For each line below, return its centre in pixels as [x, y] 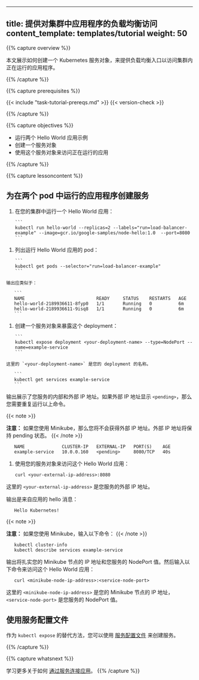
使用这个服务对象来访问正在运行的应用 [61, 152]
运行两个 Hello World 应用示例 [51, 138]
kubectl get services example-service [62, 379]
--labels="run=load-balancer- [150, 228]
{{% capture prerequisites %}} [43, 91]
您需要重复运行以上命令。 [37, 404]
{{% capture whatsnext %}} [40, 659]
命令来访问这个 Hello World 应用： [53, 569]
